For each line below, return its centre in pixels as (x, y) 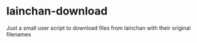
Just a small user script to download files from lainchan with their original (98, 28)
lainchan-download (57, 11)
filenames (19, 34)
